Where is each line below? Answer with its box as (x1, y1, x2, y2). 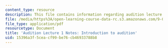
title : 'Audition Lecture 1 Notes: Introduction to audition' (5, 30, 137, 35)
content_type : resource (5, 7, 55, 12)
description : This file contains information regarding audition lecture (5, 12, 162, 17)
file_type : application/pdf (5, 21, 64, 26)
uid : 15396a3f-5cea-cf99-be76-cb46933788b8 (5, 35, 97, 40)
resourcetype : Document (5, 26, 55, 31)
